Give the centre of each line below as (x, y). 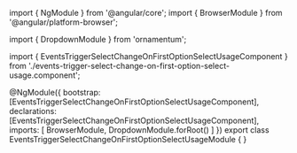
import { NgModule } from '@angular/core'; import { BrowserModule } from (146, 13)
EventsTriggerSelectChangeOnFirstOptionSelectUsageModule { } (128, 139)
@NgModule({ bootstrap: (55, 92)
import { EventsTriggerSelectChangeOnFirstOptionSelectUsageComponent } (148, 56)
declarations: (33, 111)
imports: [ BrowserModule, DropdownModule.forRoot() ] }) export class (139, 130)
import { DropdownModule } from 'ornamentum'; (98, 39)
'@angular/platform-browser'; (63, 22)
